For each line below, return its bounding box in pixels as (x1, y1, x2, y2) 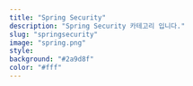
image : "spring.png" (9, 38, 87, 47)
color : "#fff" (9, 64, 63, 73)
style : (9, 47, 34, 56)
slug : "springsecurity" (9, 30, 99, 39)
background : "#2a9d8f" (9, 55, 94, 64)
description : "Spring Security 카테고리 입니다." (9, 21, 186, 30)
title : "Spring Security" (9, 13, 106, 22)
